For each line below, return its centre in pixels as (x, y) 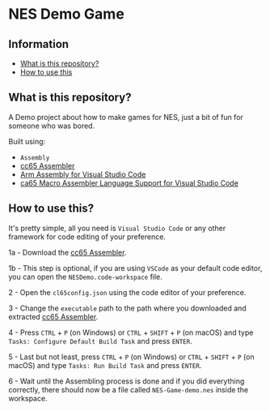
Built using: (27, 141)
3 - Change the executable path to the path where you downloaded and (127, 308)
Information (39, 44)
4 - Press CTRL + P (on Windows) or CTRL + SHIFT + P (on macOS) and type (131, 332)
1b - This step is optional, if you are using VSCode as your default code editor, (135, 268)
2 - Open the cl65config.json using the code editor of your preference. (127, 292)
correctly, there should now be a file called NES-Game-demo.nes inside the (129, 389)
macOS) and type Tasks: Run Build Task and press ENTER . (105, 365)
